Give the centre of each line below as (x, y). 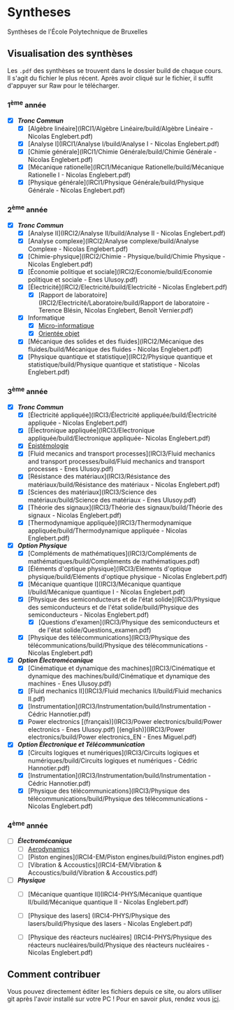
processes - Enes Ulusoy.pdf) (71, 469)
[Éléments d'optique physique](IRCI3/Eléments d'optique (110, 568)
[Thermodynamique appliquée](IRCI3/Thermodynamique (110, 522)
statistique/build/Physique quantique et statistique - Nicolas (114, 364)
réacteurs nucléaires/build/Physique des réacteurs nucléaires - (118, 945)
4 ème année (28, 825)
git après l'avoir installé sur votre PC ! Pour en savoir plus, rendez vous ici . (114, 999)
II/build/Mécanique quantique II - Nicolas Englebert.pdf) (108, 902)
